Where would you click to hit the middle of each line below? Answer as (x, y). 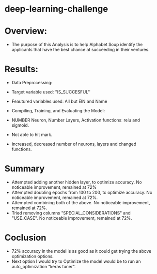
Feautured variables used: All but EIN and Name (59, 101)
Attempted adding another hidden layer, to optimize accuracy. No (77, 182)
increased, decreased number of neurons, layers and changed (74, 144)
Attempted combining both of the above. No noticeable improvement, (81, 203)
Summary (24, 169)
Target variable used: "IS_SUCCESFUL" (51, 92)
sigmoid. (20, 125)
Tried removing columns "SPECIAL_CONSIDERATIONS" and (71, 213)
